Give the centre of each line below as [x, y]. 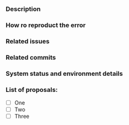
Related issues [27, 41]
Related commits [31, 57]
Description [23, 9]
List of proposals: [32, 90]
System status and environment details [64, 73]
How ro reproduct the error [46, 25]
